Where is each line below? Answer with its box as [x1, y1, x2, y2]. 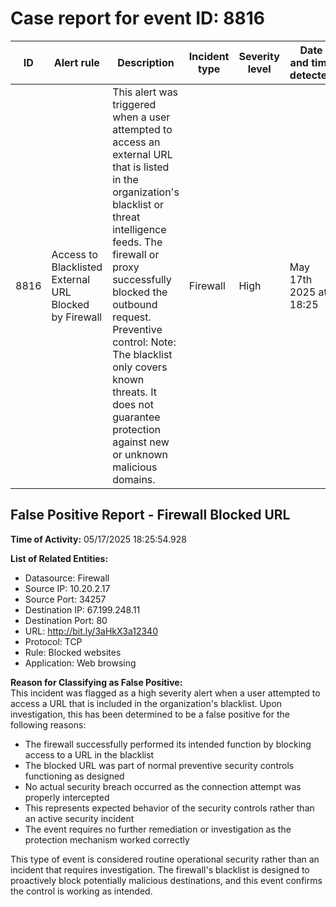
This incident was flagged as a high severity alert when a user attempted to [10, 687, 321, 699]
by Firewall [51, 310, 103, 324]
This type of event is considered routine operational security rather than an [10, 853, 320, 865]
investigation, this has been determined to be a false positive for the [10, 708, 290, 720]
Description [117, 55, 175, 69]
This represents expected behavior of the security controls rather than [24, 802, 315, 814]
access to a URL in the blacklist [24, 748, 155, 761]
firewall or [112, 247, 160, 261]
